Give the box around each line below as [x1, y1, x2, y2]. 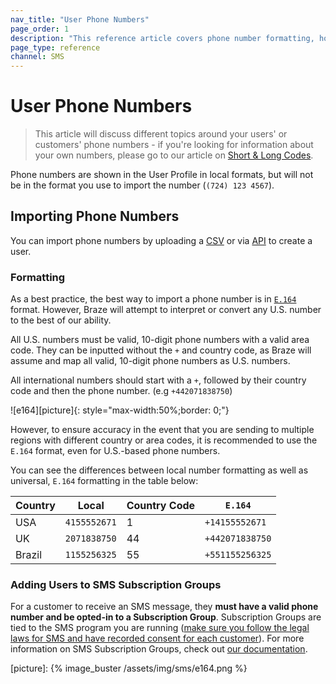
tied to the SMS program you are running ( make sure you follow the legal [10, 622, 310, 634]
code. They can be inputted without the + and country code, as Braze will [10, 344, 312, 356]
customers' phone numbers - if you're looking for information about [34, 139, 314, 151]
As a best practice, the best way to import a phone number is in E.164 [10, 293, 297, 305]
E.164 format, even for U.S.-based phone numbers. [10, 445, 221, 457]
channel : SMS [10, 52, 65, 62]
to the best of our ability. [10, 314, 112, 326]
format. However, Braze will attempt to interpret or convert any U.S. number [10, 304, 322, 316]
